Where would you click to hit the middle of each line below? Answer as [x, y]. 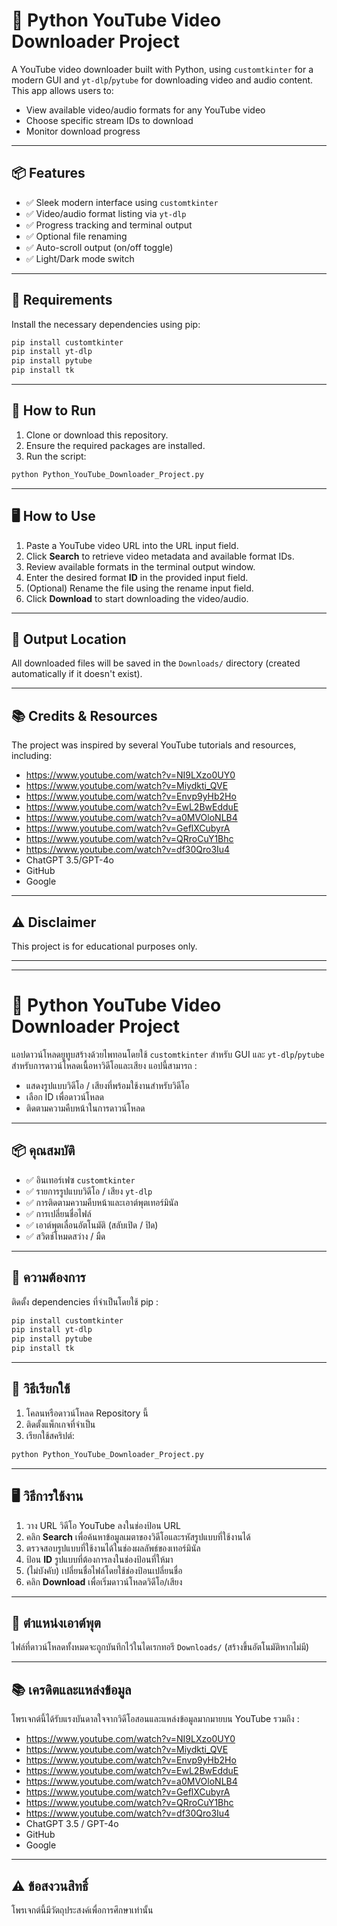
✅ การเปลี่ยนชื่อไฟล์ [58, 1213]
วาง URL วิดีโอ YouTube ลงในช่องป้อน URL [103, 1525]
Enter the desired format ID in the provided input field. [137, 577]
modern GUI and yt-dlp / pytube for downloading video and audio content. [162, 80]
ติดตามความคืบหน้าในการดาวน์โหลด [85, 1108]
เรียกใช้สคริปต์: [50, 1435]
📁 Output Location [69, 639]
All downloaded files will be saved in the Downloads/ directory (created [156, 663]
